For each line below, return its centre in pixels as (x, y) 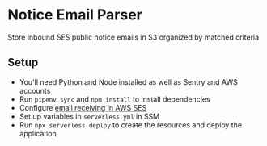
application (38, 133)
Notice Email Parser (75, 15)
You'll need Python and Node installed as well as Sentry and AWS (128, 81)
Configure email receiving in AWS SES (83, 107)
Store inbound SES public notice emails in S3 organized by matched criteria (133, 37)
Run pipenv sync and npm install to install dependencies (115, 99)
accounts (35, 90)
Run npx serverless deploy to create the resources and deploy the (131, 125)
